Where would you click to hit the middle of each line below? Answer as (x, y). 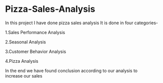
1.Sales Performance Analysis (35, 32)
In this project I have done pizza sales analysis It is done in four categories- (82, 23)
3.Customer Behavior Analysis (36, 51)
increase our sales (24, 76)
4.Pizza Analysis (22, 61)
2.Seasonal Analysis (26, 42)
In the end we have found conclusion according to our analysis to (71, 71)
